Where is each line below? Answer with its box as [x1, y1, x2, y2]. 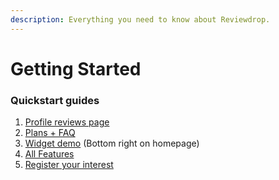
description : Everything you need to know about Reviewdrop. [10, 14, 271, 25]
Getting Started [10, 57, 142, 80]
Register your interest [24, 159, 114, 171]
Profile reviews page [24, 116, 110, 128]
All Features [24, 148, 75, 160]
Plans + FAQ [24, 127, 76, 139]
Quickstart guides [10, 93, 100, 107]
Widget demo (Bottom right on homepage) [24, 137, 200, 150]
